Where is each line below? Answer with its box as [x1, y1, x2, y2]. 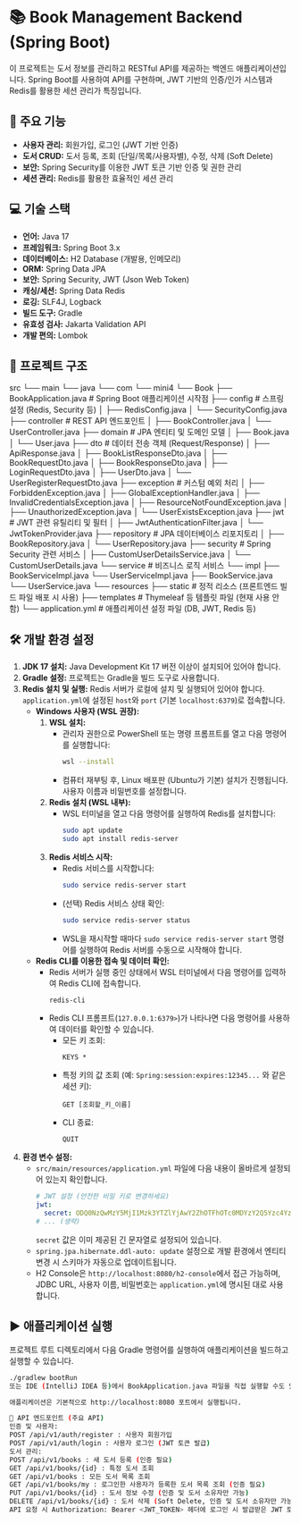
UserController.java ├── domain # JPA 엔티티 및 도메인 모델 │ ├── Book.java [9, 426, 290, 438]
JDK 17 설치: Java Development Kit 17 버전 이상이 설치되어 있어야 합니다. [21, 661, 281, 672]
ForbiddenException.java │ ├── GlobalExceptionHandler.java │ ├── [9, 488, 261, 499]
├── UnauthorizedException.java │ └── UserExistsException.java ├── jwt [9, 507, 285, 517]
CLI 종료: [62, 1117, 94, 1128]
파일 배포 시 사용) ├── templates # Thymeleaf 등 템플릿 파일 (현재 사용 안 [18, 592, 279, 603]
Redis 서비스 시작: [48, 851, 113, 862]
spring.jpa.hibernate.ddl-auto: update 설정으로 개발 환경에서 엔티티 [35, 1245, 287, 1256]
